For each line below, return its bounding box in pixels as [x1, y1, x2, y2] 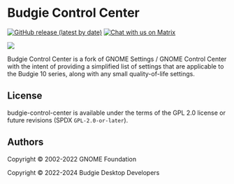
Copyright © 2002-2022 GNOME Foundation [7, 155, 137, 163]
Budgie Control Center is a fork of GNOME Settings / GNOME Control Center [7, 55, 227, 63]
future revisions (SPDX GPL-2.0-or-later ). [7, 115, 129, 124]
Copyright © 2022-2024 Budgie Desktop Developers [7, 168, 160, 176]
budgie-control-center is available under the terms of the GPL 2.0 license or [7, 108, 226, 117]
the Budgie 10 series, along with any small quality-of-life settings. [7, 69, 196, 78]
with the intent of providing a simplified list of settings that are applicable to [7, 62, 224, 71]
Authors [7, 136, 44, 148]
